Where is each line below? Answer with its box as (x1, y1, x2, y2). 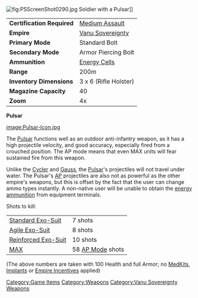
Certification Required (9, 19, 74, 27)
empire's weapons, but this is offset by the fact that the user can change (6, 179, 185, 185)
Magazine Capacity (9, 87, 66, 95)
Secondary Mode (9, 48, 60, 56)
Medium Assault (79, 19, 125, 27)
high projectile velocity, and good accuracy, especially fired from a (6, 142, 170, 149)
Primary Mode (9, 39, 51, 47)
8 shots (72, 226, 94, 234)
